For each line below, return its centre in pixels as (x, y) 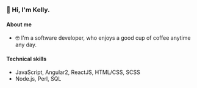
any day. (26, 45)
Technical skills (27, 59)
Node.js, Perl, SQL (38, 79)
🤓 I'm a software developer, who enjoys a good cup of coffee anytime (103, 38)
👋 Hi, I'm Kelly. (28, 10)
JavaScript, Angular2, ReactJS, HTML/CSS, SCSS (77, 72)
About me (19, 24)
